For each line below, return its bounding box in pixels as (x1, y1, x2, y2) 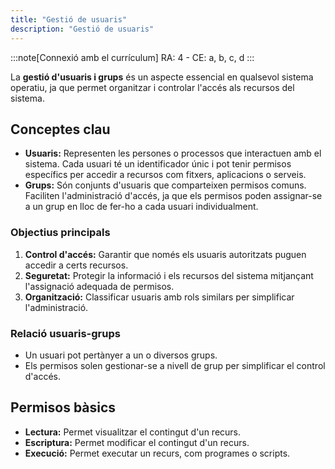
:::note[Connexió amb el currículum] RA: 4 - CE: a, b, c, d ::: (10, 51, 255, 63)
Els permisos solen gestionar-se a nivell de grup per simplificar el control (24, 359, 326, 371)
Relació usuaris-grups (10, 326, 121, 340)
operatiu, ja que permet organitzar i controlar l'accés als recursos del (10, 81, 295, 93)
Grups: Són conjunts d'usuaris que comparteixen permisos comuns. (24, 179, 307, 191)
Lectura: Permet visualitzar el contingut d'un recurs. (24, 426, 242, 438)
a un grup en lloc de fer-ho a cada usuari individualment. (24, 201, 259, 213)
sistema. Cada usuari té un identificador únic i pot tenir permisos (24, 158, 292, 170)
